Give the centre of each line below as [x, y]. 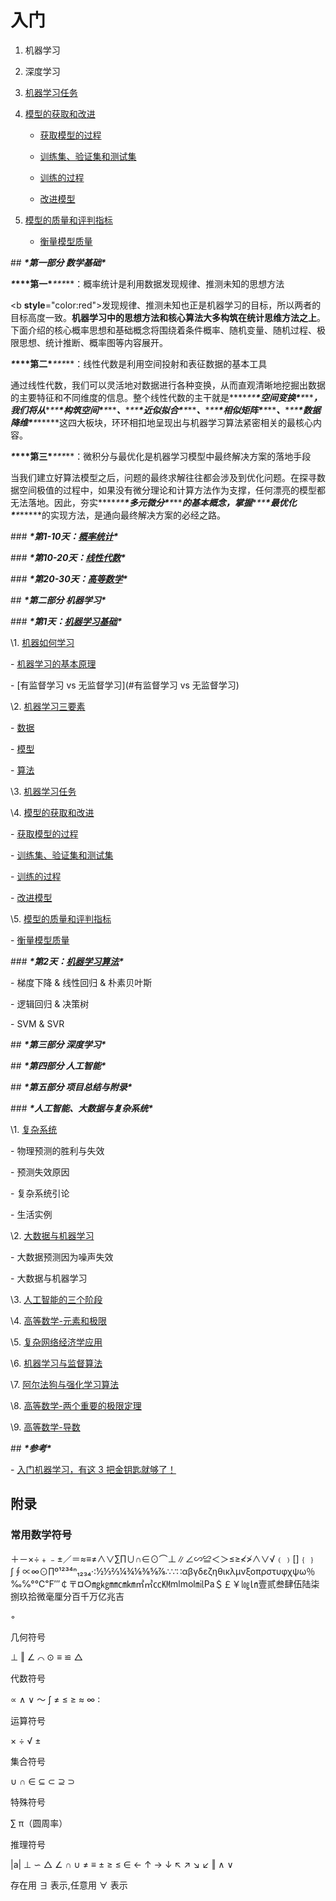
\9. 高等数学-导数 [45, 1427]
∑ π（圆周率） [39, 1823]
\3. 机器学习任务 [43, 791]
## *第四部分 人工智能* [58, 1065]
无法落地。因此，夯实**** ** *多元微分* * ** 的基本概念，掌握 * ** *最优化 [153, 502]
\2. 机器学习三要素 [48, 706]
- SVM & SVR [37, 1023]
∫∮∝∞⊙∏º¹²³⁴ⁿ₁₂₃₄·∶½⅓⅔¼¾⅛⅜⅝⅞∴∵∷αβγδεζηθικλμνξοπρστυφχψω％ [163, 1571]
